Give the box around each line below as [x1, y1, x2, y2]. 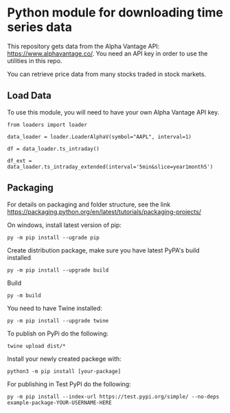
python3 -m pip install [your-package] [7, 368, 122, 375]
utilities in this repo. [7, 56, 62, 64]
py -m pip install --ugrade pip [7, 234, 100, 241]
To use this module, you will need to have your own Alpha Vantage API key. [7, 108, 220, 116]
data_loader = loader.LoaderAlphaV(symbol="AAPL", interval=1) [7, 133, 192, 140]
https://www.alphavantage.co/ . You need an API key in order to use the [7, 49, 208, 58]
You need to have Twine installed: [7, 304, 103, 312]
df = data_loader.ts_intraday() [7, 145, 100, 152]
